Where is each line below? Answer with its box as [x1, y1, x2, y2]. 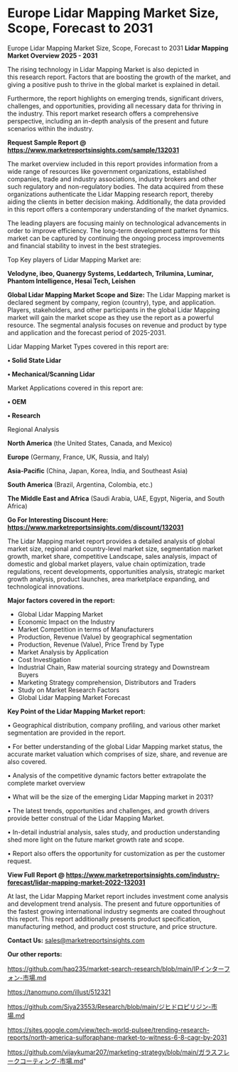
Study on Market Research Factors [17, 686, 119, 694]
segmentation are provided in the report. [7, 728, 126, 737]
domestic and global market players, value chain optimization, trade [7, 560, 206, 568]
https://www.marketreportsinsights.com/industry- [65, 870, 220, 879]
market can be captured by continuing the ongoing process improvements [7, 234, 225, 242]
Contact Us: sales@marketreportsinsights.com [7, 936, 146, 944]
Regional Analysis [7, 425, 60, 433]
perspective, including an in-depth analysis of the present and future [7, 116, 209, 125]
